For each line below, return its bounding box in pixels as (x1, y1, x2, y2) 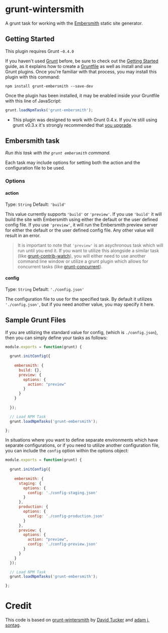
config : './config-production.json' (27, 513, 105, 519)
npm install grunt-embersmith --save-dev (5, 84, 94, 89)
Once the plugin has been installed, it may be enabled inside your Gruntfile (5, 92, 160, 99)
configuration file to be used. (5, 165, 65, 171)
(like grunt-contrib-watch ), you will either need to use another (17, 253, 146, 259)
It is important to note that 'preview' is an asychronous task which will (17, 242, 163, 248)
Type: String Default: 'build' (5, 201, 66, 207)
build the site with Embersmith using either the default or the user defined (5, 216, 158, 222)
